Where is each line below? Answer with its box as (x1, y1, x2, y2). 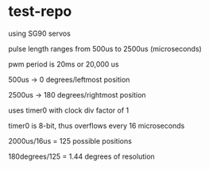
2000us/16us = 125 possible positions (8, 136, 133, 145)
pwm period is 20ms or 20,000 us (8, 59, 119, 69)
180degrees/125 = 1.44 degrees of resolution (8, 152, 155, 161)
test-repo (8, 2, 72, 21)
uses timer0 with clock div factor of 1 (8, 106, 130, 115)
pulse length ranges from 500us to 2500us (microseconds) (8, 44, 203, 53)
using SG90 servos (8, 29, 72, 38)
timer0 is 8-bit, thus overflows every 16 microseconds (8, 121, 185, 130)
